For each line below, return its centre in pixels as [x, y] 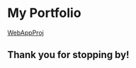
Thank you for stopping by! [68, 55]
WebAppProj [25, 33]
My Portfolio [44, 13]
